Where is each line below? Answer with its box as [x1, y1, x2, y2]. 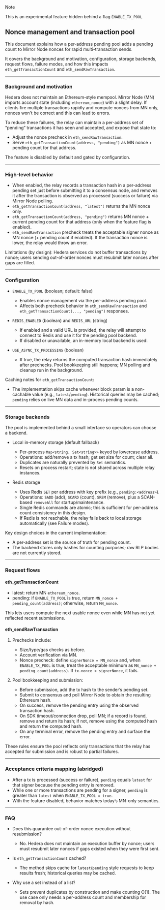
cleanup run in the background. [19, 367, 83, 373]
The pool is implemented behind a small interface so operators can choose [5, 425, 157, 430]
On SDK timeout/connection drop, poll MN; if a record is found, [19, 713, 147, 719]
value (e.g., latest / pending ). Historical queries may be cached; [31, 391, 160, 397]
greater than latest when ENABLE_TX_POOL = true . [12, 792, 113, 798]
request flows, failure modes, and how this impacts [5, 61, 109, 67]
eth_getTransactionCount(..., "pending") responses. [19, 308, 129, 314]
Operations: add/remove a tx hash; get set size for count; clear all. [19, 454, 154, 460]
